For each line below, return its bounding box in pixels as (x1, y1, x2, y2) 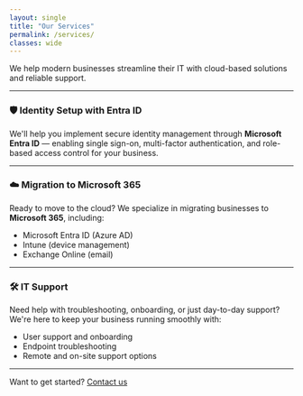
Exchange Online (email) (22, 249, 114, 260)
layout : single (9, 13, 67, 23)
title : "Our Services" (9, 22, 95, 31)
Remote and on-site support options (22, 351, 158, 362)
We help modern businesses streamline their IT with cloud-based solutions (9, 63, 288, 74)
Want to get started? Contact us (9, 376, 128, 388)
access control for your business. (34, 147, 160, 158)
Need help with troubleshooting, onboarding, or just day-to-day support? (9, 304, 280, 316)
